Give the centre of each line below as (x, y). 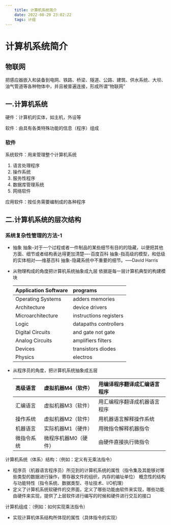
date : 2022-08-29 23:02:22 (43, 15)
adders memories (94, 299)
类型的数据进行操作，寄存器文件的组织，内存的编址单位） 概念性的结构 (91, 477)
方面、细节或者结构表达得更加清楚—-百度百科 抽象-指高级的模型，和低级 (89, 254)
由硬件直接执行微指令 (124, 442)
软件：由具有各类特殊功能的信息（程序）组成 (52, 128)
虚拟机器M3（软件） (68, 405)
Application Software (41, 291)
